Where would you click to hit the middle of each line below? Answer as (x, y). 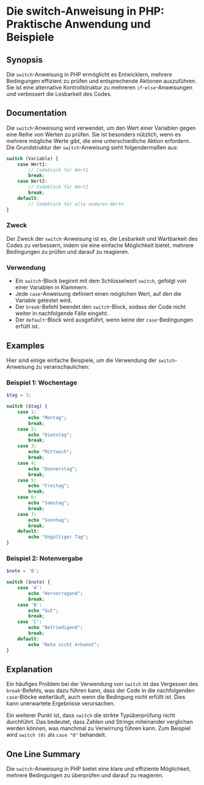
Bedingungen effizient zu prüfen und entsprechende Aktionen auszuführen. (101, 81)
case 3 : (27, 446)
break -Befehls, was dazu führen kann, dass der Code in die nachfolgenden (100, 691)
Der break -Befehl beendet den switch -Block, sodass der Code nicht (100, 307)
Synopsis (24, 60)
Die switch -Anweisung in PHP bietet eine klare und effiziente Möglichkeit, (99, 769)
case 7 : (27, 514)
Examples (25, 346)
